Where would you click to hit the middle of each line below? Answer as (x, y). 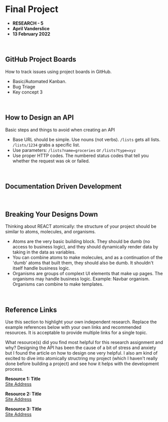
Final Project (32, 9)
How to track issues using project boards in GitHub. (58, 71)
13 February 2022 (31, 34)
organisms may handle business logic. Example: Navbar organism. (81, 279)
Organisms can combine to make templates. (58, 284)
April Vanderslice (31, 28)
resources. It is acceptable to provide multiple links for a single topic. (76, 332)
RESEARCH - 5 (28, 23)
